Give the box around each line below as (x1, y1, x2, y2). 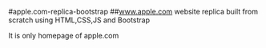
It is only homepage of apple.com (8, 31, 119, 40)
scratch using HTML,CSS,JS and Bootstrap (8, 15, 151, 25)
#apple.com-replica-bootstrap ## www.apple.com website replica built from (8, 7, 259, 16)
